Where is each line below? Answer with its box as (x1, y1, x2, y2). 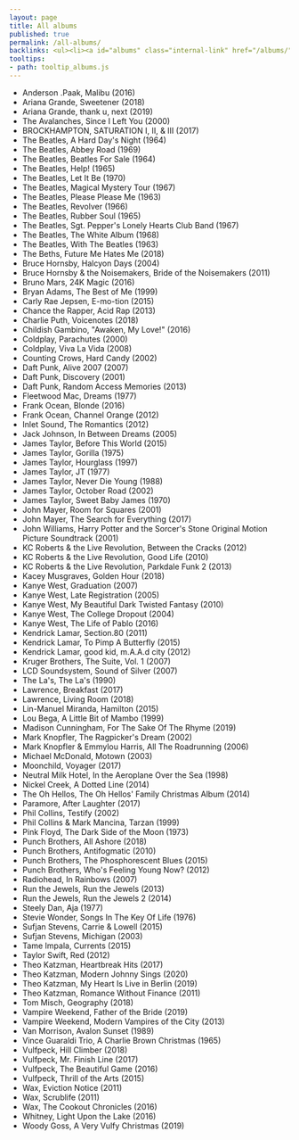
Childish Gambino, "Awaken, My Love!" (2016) (21, 324, 191, 335)
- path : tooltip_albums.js (9, 63, 109, 72)
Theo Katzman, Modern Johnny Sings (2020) (21, 969, 189, 979)
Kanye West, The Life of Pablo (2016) (21, 617, 159, 629)
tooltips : (9, 54, 46, 63)
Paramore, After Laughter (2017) (21, 797, 141, 808)
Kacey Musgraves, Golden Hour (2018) (21, 570, 166, 581)
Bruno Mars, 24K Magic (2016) (21, 277, 135, 287)
